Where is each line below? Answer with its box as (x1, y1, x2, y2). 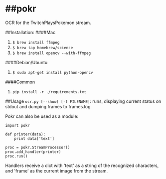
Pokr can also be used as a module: (5, 113, 79, 119)
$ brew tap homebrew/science (12, 45, 73, 50)
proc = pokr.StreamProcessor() (5, 145, 70, 150)
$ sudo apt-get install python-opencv (12, 70, 93, 75)
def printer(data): (5, 131, 46, 137)
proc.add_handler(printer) (5, 149, 61, 154)
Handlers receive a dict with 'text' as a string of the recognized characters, (5, 162, 159, 168)
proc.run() (5, 153, 28, 158)
